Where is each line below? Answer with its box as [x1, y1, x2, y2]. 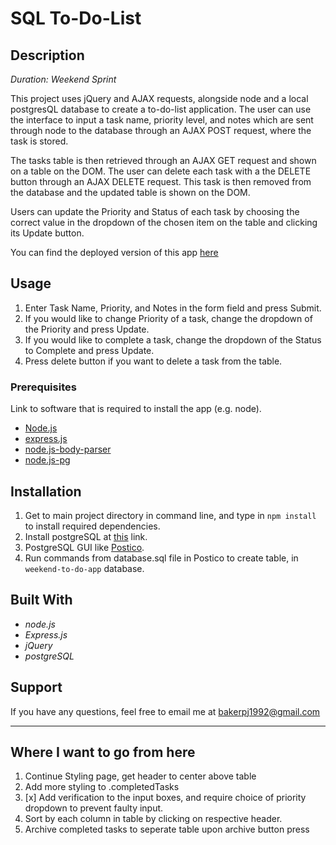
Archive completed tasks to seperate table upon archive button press [24, 823, 310, 836]
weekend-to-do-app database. [24, 562, 145, 574]
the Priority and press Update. [24, 323, 150, 335]
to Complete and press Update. [24, 344, 155, 356]
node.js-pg [24, 454, 71, 466]
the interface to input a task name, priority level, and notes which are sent [10, 114, 314, 126]
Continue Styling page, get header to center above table [24, 770, 257, 782]
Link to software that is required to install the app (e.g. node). [10, 403, 262, 415]
